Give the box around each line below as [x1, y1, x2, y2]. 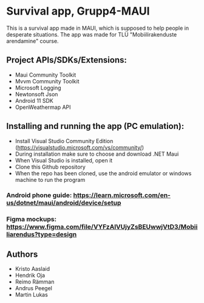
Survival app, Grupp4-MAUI [6, 4, 150, 18]
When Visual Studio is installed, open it [15, 156, 113, 164]
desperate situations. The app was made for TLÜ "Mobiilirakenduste [6, 30, 177, 38]
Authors [6, 249, 38, 259]
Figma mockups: [6, 215, 56, 223]
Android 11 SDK [15, 97, 53, 104]
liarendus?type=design [6, 230, 77, 239]
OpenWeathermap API [15, 103, 71, 111]
